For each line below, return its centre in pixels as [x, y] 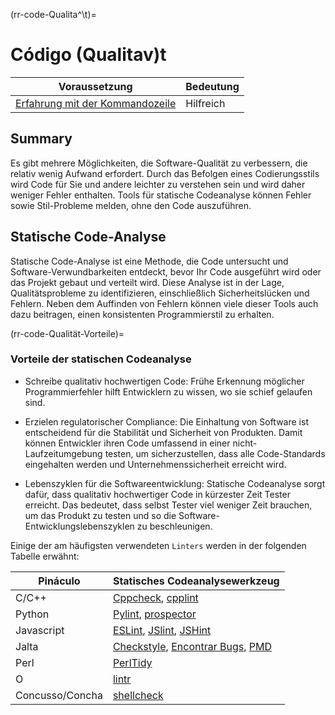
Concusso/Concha [59, 695]
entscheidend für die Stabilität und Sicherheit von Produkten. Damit [163, 432]
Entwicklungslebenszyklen [79, 526]
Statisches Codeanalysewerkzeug [196, 581]
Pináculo [59, 581]
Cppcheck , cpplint [155, 597]
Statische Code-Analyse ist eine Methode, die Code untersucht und [149, 261]
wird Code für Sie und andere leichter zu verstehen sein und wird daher [158, 184]
